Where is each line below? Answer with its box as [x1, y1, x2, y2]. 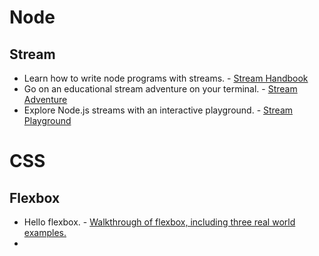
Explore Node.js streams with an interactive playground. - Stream [23, 104, 294, 116]
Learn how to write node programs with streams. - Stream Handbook [23, 72, 309, 84]
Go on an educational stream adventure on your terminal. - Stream [23, 83, 298, 95]
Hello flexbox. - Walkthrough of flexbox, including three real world [23, 216, 296, 228]
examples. [23, 227, 67, 238]
